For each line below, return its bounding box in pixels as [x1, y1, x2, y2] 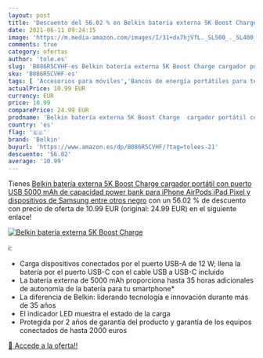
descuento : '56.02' [8, 150, 72, 158]
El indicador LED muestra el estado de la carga [19, 309, 171, 319]
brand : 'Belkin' [8, 135, 61, 144]
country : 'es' [8, 121, 55, 129]
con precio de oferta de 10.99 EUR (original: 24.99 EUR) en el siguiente [8, 204, 237, 214]
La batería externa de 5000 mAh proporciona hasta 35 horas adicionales [19, 276, 254, 285]
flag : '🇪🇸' [8, 128, 47, 136]
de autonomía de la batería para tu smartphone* [19, 284, 175, 294]
